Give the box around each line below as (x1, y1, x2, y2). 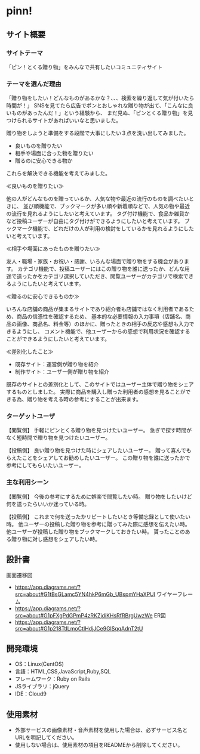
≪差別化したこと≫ (6, 348, 54, 356)
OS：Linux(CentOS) (14, 660, 64, 668)
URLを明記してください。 (14, 734, 78, 741)
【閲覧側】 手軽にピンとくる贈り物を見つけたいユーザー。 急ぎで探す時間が (6, 427, 192, 434)
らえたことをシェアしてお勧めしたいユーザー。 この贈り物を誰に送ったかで (6, 455, 190, 462)
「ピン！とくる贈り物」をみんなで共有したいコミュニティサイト (6, 63, 163, 70)
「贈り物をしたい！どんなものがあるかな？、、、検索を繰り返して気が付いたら (6, 94, 195, 102)
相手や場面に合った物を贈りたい (14, 150, 94, 157)
